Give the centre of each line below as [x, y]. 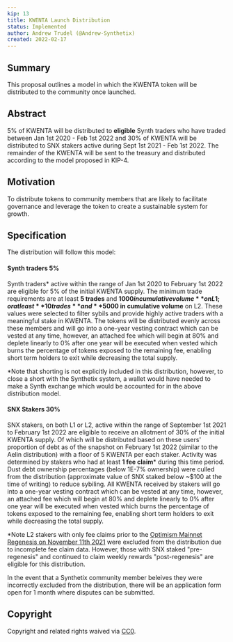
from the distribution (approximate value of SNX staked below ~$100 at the [115, 476]
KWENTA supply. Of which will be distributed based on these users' [104, 439]
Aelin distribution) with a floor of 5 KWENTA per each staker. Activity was [112, 454]
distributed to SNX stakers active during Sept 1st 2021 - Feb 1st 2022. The [113, 145]
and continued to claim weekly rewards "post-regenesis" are [127, 556]
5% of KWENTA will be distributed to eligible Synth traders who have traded [116, 130]
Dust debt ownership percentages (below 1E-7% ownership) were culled [111, 469]
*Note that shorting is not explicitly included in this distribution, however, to [115, 371]
